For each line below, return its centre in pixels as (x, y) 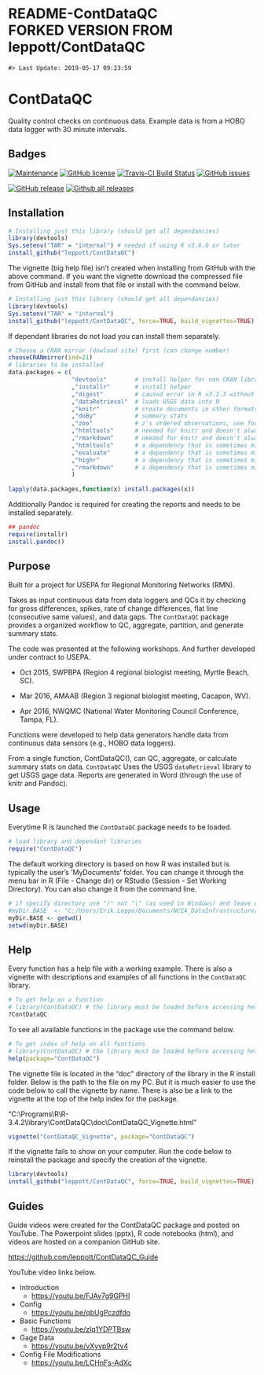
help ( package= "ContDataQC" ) (54, 1058)
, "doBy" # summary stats (130, 416)
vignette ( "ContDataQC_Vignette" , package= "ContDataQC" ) (101, 1137)
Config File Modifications (60, 1354)
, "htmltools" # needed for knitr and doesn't (156, 431)
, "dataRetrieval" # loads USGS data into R (145, 402)
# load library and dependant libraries (75, 842)
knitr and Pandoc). (38, 784)
